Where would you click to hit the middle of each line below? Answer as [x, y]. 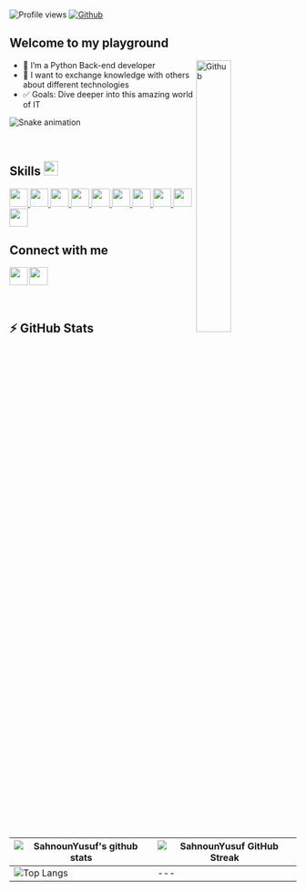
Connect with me [59, 250]
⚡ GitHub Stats [51, 328]
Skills [25, 172]
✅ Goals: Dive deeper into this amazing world [108, 94]
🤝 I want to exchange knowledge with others [106, 75]
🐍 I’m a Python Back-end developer [89, 65]
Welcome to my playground [89, 43]
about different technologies [76, 84]
